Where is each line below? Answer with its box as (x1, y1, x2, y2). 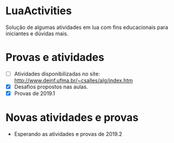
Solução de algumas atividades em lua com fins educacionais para (5, 24, 169, 31)
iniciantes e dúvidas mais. (5, 30, 69, 37)
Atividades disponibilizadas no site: (14, 70, 100, 77)
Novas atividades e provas (5, 111, 138, 125)
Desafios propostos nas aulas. (14, 83, 88, 90)
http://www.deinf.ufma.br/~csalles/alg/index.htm (14, 77, 133, 84)
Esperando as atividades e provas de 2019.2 (14, 131, 123, 137)
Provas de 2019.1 (14, 90, 56, 97)
